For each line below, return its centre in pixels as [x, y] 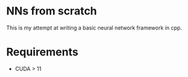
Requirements [42, 52]
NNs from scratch [52, 11]
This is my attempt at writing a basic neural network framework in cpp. [94, 28]
